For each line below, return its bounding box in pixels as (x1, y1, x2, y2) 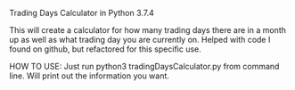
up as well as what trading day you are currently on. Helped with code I (9, 35, 271, 45)
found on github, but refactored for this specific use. (9, 44, 202, 54)
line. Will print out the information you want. (9, 70, 169, 81)
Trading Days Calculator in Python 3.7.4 (9, 8, 154, 18)
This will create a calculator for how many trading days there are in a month (9, 25, 287, 35)
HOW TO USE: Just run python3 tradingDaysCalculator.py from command (9, 61, 280, 71)
